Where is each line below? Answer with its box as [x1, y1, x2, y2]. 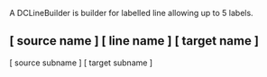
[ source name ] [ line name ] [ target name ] [9, 33, 260, 48]
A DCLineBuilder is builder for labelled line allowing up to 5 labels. [9, 8, 254, 18]
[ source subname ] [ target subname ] [9, 57, 153, 68]
